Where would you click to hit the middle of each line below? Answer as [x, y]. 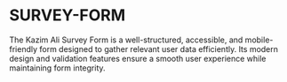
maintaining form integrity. [57, 68]
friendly [24, 48]
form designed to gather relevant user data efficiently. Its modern [159, 48]
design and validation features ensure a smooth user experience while [138, 58]
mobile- [259, 40]
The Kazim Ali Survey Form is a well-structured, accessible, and [126, 40]
